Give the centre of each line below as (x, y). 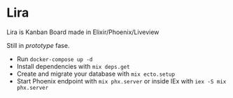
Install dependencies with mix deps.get (73, 66)
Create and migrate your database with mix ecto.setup (96, 74)
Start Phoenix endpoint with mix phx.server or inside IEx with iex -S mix (121, 81)
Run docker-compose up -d (55, 59)
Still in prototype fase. (38, 45)
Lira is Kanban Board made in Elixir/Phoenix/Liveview (83, 32)
